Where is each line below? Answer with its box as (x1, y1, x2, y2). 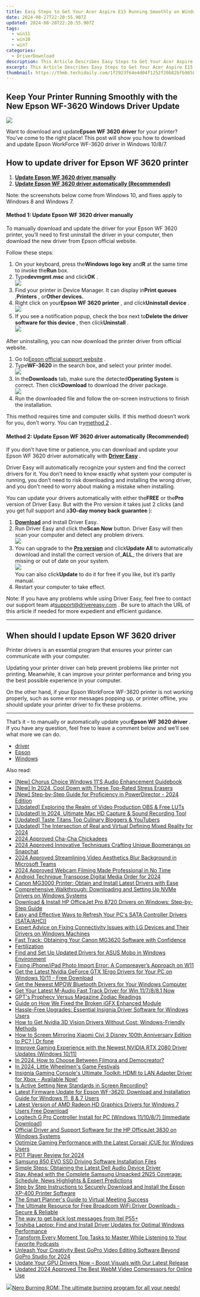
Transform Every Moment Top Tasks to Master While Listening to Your (14, 1234, 187, 1241)
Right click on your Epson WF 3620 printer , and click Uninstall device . (14, 299, 190, 307)
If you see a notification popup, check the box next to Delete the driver (14, 313, 189, 320)
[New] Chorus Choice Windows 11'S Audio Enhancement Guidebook (14, 778, 183, 785)
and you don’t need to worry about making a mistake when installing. (6, 483, 176, 490)
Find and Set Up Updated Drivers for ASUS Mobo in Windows (14, 949, 166, 956)
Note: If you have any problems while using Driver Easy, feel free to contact (6, 595, 192, 602)
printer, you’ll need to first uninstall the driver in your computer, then (6, 231, 174, 238)
